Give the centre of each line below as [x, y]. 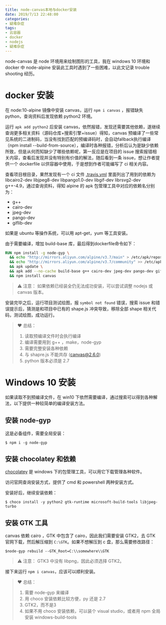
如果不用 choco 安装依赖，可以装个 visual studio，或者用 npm [87, 611]
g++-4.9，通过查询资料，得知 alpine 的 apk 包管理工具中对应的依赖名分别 [80, 185]
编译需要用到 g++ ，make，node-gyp [63, 342]
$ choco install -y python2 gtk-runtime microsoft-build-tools [72, 502]
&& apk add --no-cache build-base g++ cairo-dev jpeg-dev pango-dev [82, 271]
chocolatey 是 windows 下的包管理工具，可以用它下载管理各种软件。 [75, 472]
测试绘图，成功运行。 [35, 315]
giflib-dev [22, 223]
